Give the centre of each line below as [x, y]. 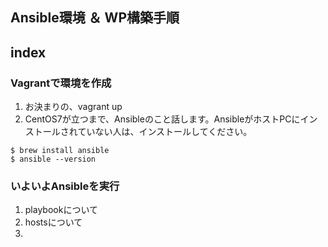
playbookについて [61, 210]
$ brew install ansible [60, 151]
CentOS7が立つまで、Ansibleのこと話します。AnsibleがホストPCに [162, 119]
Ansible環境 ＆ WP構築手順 [95, 18]
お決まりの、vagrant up [73, 107]
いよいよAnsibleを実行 [65, 186]
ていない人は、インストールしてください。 [165, 132]
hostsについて [53, 222]
